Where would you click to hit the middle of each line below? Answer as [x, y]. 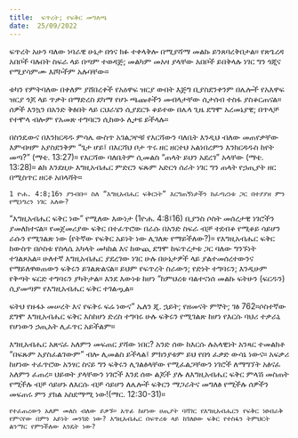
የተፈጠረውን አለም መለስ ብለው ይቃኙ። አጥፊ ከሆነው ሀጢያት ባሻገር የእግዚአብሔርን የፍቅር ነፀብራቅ [146, 410]
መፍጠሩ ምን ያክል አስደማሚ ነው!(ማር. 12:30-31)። [88, 393]
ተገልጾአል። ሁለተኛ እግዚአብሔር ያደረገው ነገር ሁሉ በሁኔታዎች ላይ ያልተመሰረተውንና [132, 258]
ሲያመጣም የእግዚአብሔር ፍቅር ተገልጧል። [72, 288]
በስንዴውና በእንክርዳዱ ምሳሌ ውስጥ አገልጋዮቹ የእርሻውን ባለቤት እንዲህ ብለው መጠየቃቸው [144, 137]
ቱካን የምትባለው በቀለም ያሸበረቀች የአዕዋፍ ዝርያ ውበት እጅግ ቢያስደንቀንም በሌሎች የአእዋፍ [147, 89]
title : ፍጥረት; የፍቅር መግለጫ [58, 17]
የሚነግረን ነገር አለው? [39, 201]
